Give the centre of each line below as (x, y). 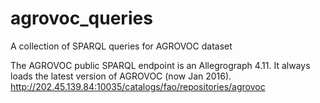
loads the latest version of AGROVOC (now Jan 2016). (121, 76)
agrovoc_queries (81, 18)
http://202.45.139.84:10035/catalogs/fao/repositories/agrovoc (138, 86)
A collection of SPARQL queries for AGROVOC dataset (121, 46)
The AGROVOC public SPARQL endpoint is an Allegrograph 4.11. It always (160, 65)
